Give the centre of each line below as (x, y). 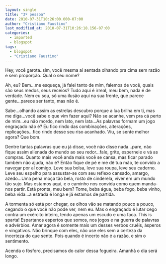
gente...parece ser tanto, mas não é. (42, 101)
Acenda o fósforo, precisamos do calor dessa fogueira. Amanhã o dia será (81, 251)
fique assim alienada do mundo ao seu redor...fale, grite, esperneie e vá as (82, 152)
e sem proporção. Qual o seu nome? (42, 76)
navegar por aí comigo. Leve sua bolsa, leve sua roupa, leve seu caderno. (81, 168)
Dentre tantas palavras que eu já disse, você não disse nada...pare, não (78, 147)
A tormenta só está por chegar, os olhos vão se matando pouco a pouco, (80, 204)
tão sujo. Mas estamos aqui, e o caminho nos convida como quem (73, 184)
